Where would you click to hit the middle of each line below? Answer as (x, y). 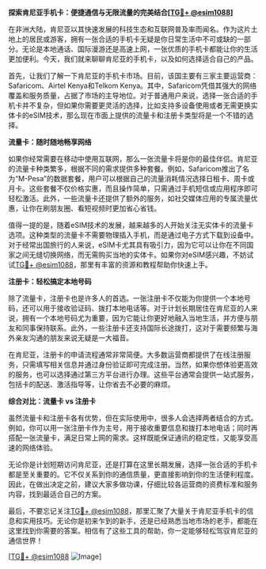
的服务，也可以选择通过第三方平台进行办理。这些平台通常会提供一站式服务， (133, 374)
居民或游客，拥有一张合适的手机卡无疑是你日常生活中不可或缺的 (133, 39)
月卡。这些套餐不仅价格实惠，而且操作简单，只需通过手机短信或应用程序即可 (133, 188)
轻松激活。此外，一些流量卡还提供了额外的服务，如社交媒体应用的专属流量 (129, 198)
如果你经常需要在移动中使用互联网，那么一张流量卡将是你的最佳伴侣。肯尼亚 (133, 159)
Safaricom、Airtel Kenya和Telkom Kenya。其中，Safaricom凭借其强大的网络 (133, 85)
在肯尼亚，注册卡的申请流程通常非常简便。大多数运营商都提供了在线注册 (126, 355)
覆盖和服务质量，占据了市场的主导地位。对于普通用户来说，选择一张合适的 (129, 95)
